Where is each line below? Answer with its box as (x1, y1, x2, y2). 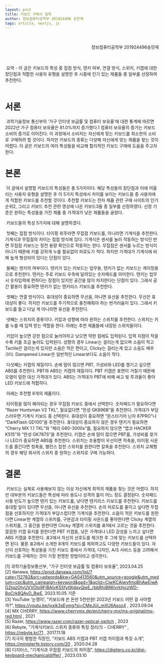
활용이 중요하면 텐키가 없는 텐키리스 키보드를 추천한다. (10, 284, 113, 289)
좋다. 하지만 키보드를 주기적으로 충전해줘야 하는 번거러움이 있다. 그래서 (18, 300, 152, 306)
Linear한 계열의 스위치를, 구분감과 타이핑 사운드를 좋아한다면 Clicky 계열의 (14, 516, 156, 522)
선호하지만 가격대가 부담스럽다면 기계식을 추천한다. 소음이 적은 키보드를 (14, 510, 150, 516)
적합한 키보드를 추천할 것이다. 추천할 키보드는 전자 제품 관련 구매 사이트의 (10, 198, 150, 203)
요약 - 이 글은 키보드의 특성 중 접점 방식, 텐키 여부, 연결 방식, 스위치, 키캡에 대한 (6, 65, 157, 71)
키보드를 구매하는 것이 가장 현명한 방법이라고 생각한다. (5, 553, 108, 559)
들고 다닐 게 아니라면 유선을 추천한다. (18, 306, 89, 312)
